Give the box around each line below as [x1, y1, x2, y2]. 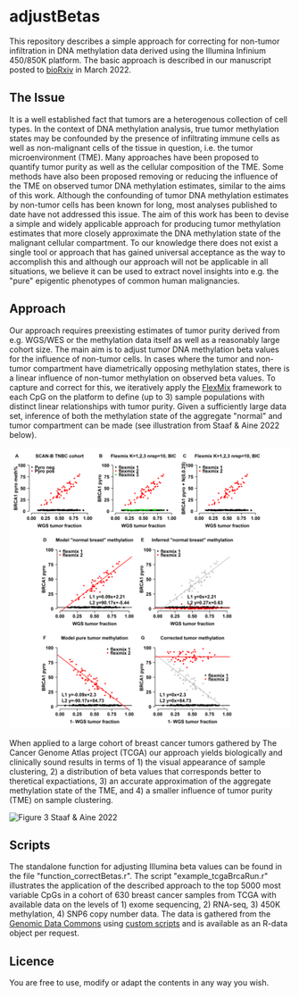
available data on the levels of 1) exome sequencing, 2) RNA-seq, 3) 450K [9, 900, 281, 910]
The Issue [9, 90, 65, 105]
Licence [9, 953, 55, 968]
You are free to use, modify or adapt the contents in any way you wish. [9, 977, 270, 988]
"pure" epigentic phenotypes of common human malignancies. [9, 275, 241, 286]
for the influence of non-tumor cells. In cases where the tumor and [9, 353, 254, 364]
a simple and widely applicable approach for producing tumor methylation [9, 218, 281, 229]
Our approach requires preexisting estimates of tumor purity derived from [9, 324, 280, 336]
